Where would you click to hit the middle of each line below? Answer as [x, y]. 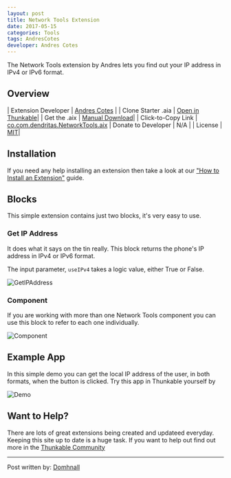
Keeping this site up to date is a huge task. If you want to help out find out [111, 440]
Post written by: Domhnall [44, 467]
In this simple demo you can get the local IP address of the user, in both [109, 374]
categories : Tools [33, 33]
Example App [36, 357]
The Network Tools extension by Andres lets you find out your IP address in [114, 65]
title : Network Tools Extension [53, 20]
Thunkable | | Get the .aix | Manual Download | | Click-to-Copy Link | [102, 117]
